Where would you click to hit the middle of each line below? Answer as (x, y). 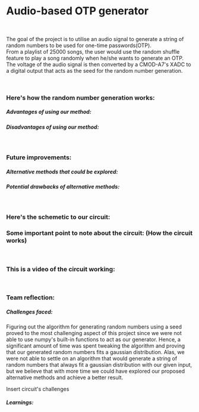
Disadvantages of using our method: (53, 127)
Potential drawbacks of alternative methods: (63, 187)
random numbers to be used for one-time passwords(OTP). (79, 45)
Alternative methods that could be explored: (62, 172)
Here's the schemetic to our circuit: (58, 217)
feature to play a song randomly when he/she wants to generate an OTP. (95, 58)
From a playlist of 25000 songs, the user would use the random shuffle (93, 51)
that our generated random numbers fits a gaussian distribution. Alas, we (96, 352)
